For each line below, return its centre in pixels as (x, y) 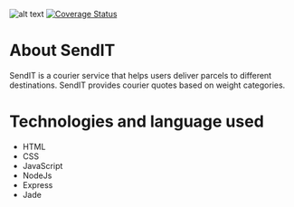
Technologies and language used (137, 122)
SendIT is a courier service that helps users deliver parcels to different (141, 75)
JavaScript (43, 165)
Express (38, 184)
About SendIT (62, 51)
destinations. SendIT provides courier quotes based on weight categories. (147, 85)
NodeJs (37, 175)
